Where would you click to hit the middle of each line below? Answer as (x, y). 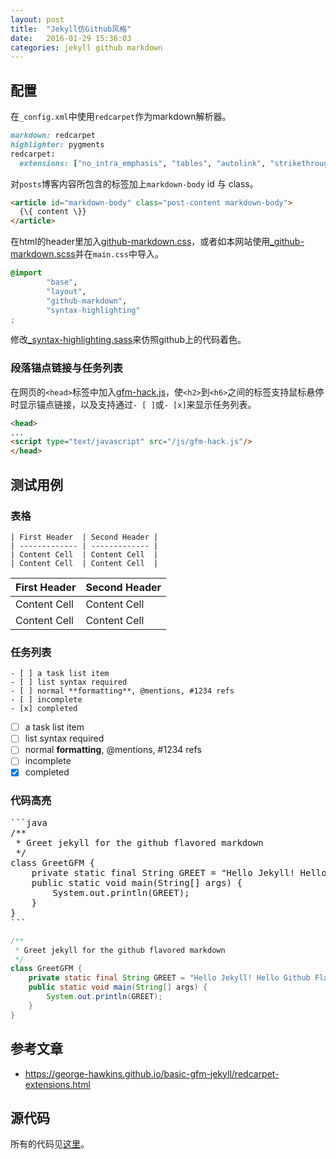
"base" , (62, 282)
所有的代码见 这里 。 (50, 1144)
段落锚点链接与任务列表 (66, 368)
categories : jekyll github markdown (86, 47)
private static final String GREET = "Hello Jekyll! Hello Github (169, 978)
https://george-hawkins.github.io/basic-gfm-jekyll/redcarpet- (152, 1073)
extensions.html (57, 1084)
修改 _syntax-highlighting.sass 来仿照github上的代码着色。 (128, 340)
